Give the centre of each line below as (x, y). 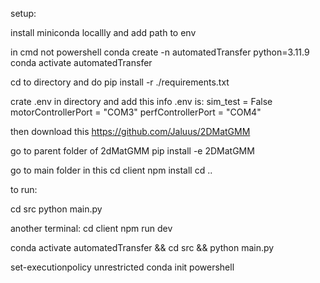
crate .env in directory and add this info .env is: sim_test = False (141, 101)
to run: (24, 189)
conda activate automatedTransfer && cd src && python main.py (142, 247)
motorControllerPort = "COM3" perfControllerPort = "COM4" (136, 112)
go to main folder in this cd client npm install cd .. (111, 170)
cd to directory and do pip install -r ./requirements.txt (120, 82)
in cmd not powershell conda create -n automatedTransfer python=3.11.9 (160, 52)
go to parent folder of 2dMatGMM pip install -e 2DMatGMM (132, 151)
